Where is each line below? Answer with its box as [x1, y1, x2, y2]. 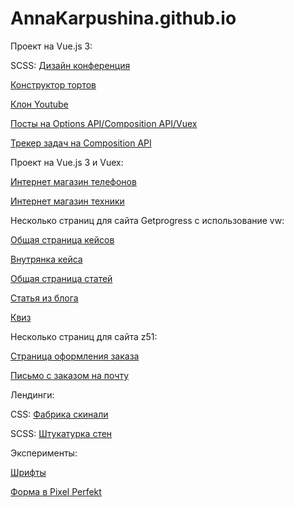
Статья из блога [10, 292, 79, 304]
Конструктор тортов [10, 78, 97, 91]
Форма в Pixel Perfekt [10, 485, 102, 497]
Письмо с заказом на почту [10, 369, 130, 381]
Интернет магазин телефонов [10, 175, 137, 187]
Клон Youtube [10, 98, 69, 110]
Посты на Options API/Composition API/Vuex [10, 117, 198, 129]
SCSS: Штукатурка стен [10, 427, 113, 439]
